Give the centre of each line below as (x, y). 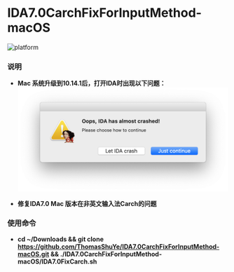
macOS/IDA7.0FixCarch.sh (57, 261)
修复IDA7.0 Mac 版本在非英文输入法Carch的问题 (87, 203)
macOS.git (33, 254)
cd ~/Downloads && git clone (60, 239)
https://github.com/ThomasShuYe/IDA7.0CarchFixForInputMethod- (118, 246)
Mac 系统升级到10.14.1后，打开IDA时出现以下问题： (91, 83)
